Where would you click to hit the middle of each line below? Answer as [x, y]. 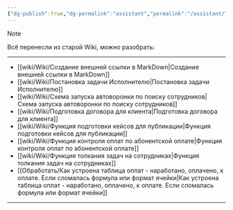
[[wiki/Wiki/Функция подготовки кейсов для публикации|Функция [114, 126]
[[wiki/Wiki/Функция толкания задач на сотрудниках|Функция [108, 155]
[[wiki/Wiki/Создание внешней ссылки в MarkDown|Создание [108, 67]
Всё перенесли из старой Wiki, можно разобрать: [81, 47]
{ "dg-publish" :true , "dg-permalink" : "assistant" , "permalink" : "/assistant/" [118, 14]
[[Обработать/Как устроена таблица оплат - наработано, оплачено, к [120, 170]
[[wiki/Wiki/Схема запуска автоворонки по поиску [92, 96]
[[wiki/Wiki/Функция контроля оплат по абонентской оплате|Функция [120, 140]
